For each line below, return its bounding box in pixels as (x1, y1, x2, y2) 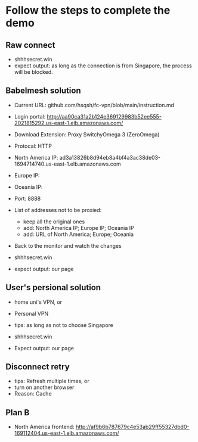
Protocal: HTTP (14, 142, 52, 150)
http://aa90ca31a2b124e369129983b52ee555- (47, 113, 162, 120)
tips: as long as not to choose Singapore (14, 321, 114, 328)
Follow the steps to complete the (5, 4, 171, 17)
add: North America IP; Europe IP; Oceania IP (23, 224, 135, 231)
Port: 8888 (14, 195, 41, 202)
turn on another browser (14, 384, 75, 391)
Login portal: (14, 113, 46, 120)
